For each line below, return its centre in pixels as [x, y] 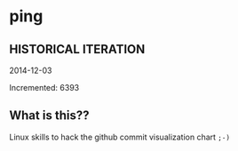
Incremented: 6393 [44, 87]
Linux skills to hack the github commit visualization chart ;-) [120, 137]
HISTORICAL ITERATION [77, 49]
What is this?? [49, 116]
